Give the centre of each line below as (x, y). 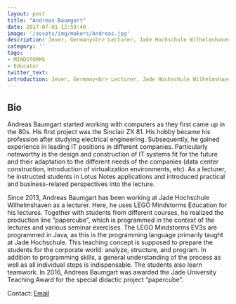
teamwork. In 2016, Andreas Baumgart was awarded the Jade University (112, 272)
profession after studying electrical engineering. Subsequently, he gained (113, 139)
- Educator (23, 66)
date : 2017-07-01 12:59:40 (47, 27)
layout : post (26, 14)
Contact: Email (28, 293)
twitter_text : (28, 72)
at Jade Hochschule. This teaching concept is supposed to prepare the (110, 242)
